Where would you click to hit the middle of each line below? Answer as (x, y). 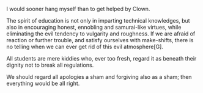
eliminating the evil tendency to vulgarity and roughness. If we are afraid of (101, 34)
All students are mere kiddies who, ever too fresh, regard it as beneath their (102, 58)
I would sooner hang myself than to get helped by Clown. (78, 9)
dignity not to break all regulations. (50, 65)
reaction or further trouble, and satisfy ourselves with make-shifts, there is (100, 40)
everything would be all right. (43, 83)
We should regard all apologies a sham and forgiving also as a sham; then (99, 77)
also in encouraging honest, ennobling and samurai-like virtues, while (94, 27)
